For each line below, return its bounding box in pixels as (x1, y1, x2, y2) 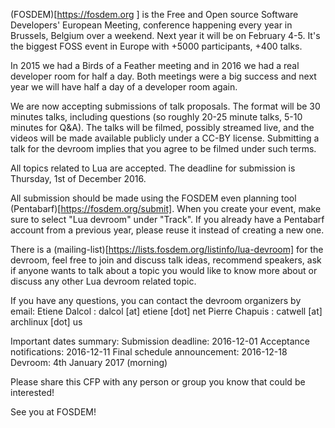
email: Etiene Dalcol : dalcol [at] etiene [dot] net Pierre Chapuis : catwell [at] (10, 305, 323, 317)
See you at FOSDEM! (10, 406, 97, 418)
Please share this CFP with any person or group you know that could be (10, 376, 306, 388)
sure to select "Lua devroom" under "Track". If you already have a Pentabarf (10, 214, 325, 225)
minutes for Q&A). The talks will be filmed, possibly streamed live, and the (10, 122, 315, 133)
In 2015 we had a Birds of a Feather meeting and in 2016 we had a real (10, 60, 300, 71)
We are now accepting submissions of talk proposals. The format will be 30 (10, 100, 321, 112)
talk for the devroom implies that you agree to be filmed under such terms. (10, 143, 317, 154)
